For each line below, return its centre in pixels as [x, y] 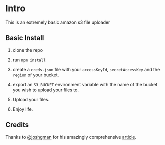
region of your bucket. [36, 75]
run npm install [29, 60]
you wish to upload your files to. [46, 90]
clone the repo [28, 50]
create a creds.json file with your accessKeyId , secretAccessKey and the [86, 69]
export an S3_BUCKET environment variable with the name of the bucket [85, 84]
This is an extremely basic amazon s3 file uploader [58, 22]
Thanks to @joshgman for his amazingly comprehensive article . [71, 137]
